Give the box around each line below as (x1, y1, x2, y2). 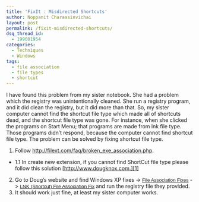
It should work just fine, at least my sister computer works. (14, 189, 159, 196)
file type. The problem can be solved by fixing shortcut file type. (6, 135, 163, 143)
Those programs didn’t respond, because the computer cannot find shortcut (6, 129, 193, 137)
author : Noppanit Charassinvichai (6, 14, 92, 20)
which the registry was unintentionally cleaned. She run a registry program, (6, 97, 191, 105)
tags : (6, 58, 20, 64)
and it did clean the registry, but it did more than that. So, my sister (6, 104, 169, 111)
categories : (6, 42, 36, 48)
